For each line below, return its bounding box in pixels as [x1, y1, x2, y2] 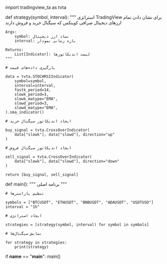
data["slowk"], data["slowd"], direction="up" [14, 132, 115, 137]
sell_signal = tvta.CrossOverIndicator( [5, 154, 93, 160]
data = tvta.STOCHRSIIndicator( [5, 74, 74, 79]
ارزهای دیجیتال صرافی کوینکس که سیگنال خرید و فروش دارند [5, 20, 122, 25]
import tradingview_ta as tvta [5, 5, 67, 10]
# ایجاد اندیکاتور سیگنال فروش [5, 145, 72, 150]
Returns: [5, 47, 24, 52]
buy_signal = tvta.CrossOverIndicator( [5, 127, 90, 133]
